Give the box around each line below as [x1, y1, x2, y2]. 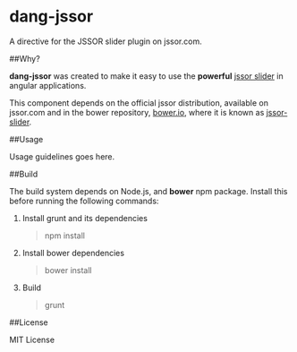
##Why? [9, 53, 40, 64]
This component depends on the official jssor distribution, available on [9, 97, 268, 108]
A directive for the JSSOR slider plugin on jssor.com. [9, 36, 203, 47]
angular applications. [9, 80, 87, 90]
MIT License [9, 334, 55, 345]
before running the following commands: [9, 195, 159, 206]
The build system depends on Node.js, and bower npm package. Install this [9, 185, 288, 196]
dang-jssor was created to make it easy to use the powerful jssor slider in [9, 70, 284, 82]
